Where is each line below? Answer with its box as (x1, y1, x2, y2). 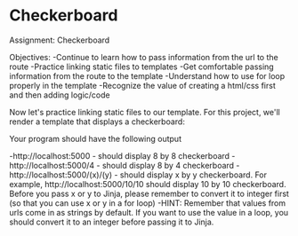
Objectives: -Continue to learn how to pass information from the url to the (9, 51, 278, 62)
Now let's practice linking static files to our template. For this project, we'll (9, 106, 280, 117)
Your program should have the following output (9, 133, 182, 144)
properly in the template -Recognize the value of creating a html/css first (9, 80, 276, 90)
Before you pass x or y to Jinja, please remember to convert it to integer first (9, 188, 289, 199)
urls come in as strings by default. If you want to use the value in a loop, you (9, 207, 289, 217)
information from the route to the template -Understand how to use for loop (9, 70, 286, 81)
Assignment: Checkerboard (9, 35, 110, 45)
